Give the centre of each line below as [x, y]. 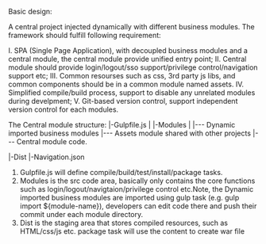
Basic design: [31, 11]
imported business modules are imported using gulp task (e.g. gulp [129, 198]
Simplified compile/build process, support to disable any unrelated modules [132, 93]
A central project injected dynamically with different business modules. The [132, 27]
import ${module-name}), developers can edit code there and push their [138, 206]
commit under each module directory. [81, 214]
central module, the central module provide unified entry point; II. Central [127, 59]
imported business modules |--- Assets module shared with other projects [130, 133]
